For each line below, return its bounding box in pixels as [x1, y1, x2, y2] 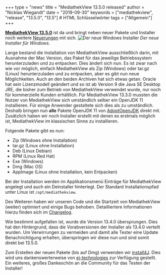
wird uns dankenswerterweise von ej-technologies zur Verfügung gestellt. [5, 255, 157, 261]
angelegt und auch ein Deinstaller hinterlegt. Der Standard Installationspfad [5, 184, 159, 190]
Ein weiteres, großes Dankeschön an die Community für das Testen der [5, 260, 151, 266]
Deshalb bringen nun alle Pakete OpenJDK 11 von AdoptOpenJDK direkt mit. [5, 108, 161, 113]
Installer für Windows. [5, 40, 51, 46]
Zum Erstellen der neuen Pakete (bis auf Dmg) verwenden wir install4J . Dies [5, 250, 161, 255]
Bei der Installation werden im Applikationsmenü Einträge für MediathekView [5, 178, 162, 184]
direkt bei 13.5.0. [5, 240, 39, 246]
